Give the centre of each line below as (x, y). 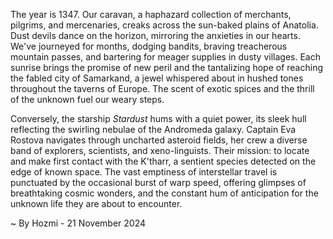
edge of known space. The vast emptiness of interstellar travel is (144, 172)
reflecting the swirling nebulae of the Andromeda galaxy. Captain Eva (153, 129)
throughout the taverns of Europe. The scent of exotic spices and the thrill (162, 88)
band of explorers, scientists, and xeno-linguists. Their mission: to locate (160, 150)
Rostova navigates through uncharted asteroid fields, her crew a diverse (159, 140)
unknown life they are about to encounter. (96, 203)
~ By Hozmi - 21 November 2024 (78, 223)
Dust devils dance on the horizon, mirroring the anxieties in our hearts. (155, 35)
